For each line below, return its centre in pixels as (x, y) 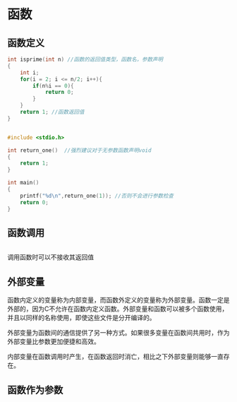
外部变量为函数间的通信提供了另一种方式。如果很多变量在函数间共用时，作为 (119, 333)
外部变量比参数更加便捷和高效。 (54, 342)
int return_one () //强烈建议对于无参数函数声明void (79, 150)
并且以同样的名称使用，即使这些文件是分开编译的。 (81, 318)
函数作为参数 (35, 390)
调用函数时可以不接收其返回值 (50, 257)
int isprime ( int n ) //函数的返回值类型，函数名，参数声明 (85, 59)
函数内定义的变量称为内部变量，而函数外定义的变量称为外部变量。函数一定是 (119, 300)
